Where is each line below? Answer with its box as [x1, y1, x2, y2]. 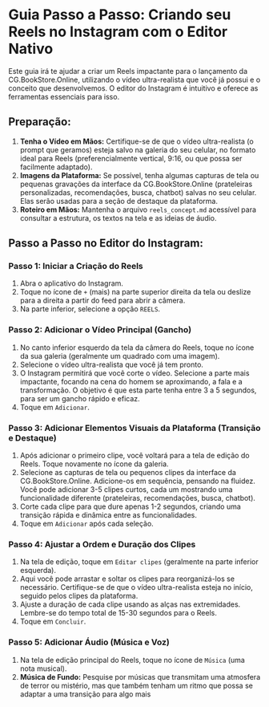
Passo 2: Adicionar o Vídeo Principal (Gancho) [8, 324, 192, 335]
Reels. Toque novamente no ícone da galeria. [19, 459, 170, 469]
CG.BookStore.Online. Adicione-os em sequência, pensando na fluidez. [19, 476, 256, 486]
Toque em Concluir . [19, 616, 86, 627]
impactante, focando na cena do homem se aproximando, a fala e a [19, 376, 243, 386]
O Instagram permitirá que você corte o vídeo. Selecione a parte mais [19, 368, 250, 378]
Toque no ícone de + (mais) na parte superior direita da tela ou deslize [19, 287, 251, 297]
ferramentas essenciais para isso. [8, 91, 120, 101]
